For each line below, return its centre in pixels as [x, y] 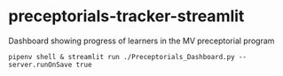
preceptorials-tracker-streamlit [126, 16]
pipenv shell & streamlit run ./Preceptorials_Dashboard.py [122, 57]
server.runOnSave [40, 65]
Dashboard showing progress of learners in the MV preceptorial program [141, 41]
